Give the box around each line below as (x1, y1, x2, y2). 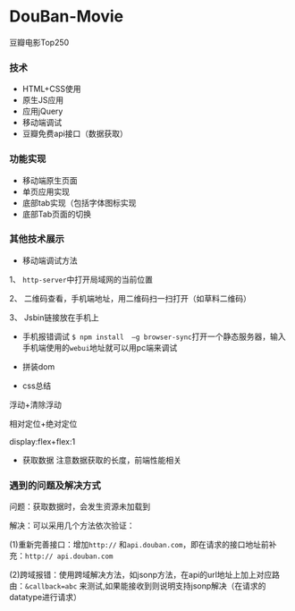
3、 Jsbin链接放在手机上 (9, 311, 100, 323)
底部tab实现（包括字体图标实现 (21, 197, 137, 208)
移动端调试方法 (21, 255, 78, 266)
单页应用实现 (21, 186, 70, 197)
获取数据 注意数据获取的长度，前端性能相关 (21, 454, 181, 465)
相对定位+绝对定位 (9, 418, 78, 429)
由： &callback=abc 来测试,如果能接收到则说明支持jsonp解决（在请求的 (9, 581, 266, 591)
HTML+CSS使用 (21, 83, 82, 95)
